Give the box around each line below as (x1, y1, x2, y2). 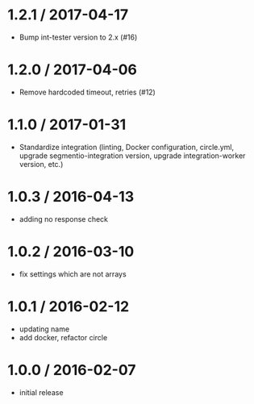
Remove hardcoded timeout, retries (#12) (19, 87, 156, 97)
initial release (19, 387, 64, 397)
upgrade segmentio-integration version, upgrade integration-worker (19, 151, 246, 160)
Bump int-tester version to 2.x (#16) (19, 32, 138, 42)
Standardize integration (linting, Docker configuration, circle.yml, (19, 142, 235, 152)
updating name (19, 324, 70, 334)
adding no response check (19, 214, 109, 223)
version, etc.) (19, 159, 64, 169)
